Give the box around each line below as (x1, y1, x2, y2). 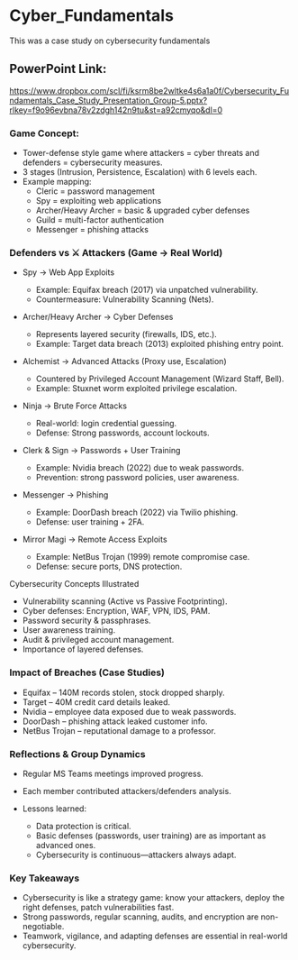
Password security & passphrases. (22, 615, 151, 626)
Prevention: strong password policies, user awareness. (35, 472, 240, 483)
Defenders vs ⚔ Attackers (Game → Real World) (9, 246, 223, 259)
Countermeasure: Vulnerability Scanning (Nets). (35, 294, 214, 305)
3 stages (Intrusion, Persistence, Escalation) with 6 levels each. (22, 167, 257, 178)
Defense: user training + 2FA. (35, 517, 145, 527)
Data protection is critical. (35, 820, 132, 831)
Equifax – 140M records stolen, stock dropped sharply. (22, 687, 225, 698)
